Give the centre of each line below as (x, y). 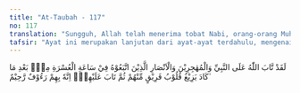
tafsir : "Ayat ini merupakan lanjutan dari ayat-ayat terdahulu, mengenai (151, 42)
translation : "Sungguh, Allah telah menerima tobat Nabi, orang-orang (143, 34)
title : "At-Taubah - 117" (57, 17)
